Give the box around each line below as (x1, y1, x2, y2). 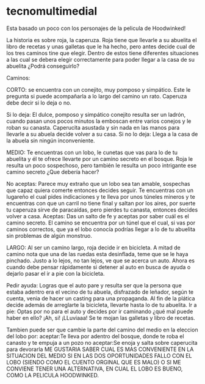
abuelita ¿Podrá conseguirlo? (6, 62, 80, 70)
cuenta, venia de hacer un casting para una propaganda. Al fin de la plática (6, 295, 195, 302)
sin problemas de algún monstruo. (6, 232, 93, 239)
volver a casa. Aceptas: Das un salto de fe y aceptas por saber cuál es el (6, 212, 189, 220)
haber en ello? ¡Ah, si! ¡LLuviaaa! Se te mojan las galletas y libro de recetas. (6, 314, 195, 322)
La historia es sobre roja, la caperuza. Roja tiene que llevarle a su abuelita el (6, 36, 197, 43)
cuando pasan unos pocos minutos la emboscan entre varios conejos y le (6, 117, 192, 125)
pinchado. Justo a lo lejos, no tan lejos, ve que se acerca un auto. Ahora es (6, 257, 195, 264)
